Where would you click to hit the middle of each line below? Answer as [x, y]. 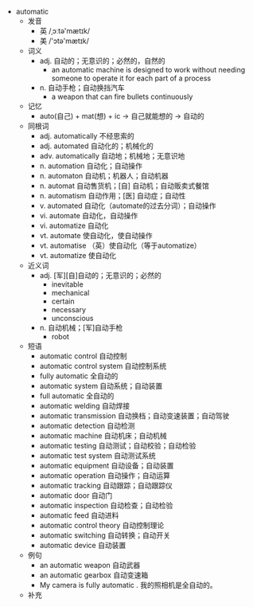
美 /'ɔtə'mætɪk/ [64, 41]
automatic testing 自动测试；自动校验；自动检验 [118, 446]
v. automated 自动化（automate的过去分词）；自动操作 [128, 206]
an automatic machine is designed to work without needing [148, 70]
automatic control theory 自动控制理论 [102, 525]
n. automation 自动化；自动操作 [91, 166]
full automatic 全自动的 [77, 396]
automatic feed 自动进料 [79, 515]
